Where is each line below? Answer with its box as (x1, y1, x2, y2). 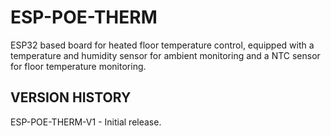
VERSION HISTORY (10, 89, 132, 106)
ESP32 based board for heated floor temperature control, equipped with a (10, 39, 315, 51)
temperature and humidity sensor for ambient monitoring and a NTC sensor (10, 49, 321, 61)
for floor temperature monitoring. (10, 60, 147, 72)
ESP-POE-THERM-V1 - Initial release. (10, 116, 162, 128)
